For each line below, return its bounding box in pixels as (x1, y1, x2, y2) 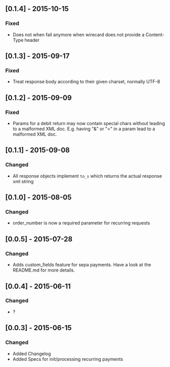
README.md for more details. (12, 267, 75, 273)
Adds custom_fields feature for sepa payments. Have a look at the (12, 262, 151, 268)
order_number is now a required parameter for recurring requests (12, 220, 150, 226)
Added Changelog (12, 350, 51, 357)
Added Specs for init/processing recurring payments (12, 356, 123, 362)
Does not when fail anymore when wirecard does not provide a (12, 31, 145, 38)
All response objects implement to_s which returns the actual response (12, 173, 162, 179)
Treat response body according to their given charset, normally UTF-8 (12, 79, 160, 85)
